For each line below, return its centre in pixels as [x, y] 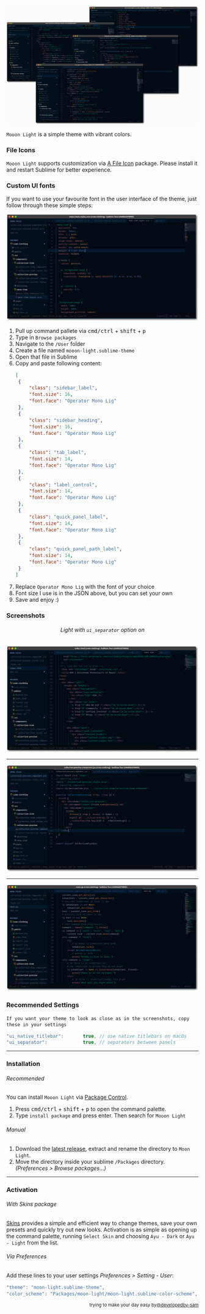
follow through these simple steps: [50, 205]
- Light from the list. [33, 1243]
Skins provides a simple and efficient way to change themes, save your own [102, 1223]
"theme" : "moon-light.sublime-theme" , [56, 1287]
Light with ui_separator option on [103, 630]
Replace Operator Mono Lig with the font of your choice [85, 586]
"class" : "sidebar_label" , [63, 388]
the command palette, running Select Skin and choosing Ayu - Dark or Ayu [100, 1236]
